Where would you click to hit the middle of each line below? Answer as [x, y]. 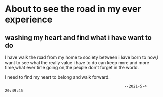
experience [29, 19]
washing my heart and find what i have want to [78, 38]
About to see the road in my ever [73, 9]
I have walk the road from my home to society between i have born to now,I [82, 57]
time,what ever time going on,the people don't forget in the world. [72, 68]
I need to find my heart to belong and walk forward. [57, 77]
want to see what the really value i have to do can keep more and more [77, 62]
